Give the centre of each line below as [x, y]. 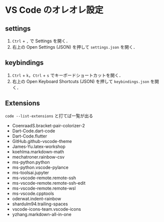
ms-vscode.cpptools [33, 193]
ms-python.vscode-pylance [40, 167]
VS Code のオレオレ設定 [54, 10]
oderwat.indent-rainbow [36, 198]
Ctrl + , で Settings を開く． [41, 41]
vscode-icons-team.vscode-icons [47, 209]
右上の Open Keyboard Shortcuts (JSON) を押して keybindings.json [81, 81]
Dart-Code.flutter [30, 136]
